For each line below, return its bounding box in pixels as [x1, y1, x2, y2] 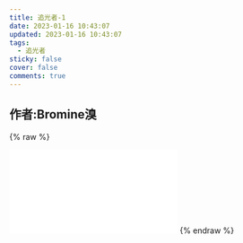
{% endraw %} [178, 225, 235, 236]
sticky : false [9, 55, 63, 64]
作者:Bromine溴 [9, 107, 97, 122]
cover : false [9, 64, 58, 73]
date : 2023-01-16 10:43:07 [9, 22, 110, 30]
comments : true [9, 72, 66, 81]
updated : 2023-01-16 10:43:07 [9, 30, 123, 39]
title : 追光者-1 [9, 13, 66, 22]
